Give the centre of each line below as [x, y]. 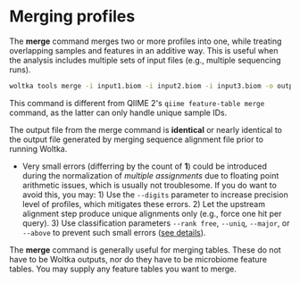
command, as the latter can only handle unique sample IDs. [118, 112]
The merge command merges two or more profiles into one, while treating [146, 41]
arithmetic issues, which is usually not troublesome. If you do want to [149, 185]
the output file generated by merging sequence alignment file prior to [136, 139]
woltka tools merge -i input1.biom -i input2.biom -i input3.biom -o [142, 86]
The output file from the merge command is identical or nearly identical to [146, 129]
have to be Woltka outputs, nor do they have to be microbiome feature [138, 259]
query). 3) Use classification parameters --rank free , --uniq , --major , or [156, 223]
